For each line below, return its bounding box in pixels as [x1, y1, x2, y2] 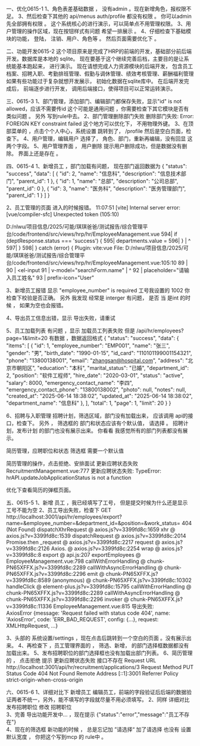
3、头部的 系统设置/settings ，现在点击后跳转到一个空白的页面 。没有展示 [6, 634, 186, 642]
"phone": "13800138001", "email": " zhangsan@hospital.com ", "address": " [6, 357, 189, 364]
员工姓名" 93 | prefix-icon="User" [11, 274, 95, 281]
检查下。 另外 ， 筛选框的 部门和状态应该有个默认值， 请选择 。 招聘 [16, 420, 183, 427]
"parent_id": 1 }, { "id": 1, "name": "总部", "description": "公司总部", [16, 178, 179, 184]
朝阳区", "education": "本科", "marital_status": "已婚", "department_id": [16, 365, 189, 371]
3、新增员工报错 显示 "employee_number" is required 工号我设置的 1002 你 [6, 287, 190, 294]
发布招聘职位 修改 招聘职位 [6, 704, 72, 710]
